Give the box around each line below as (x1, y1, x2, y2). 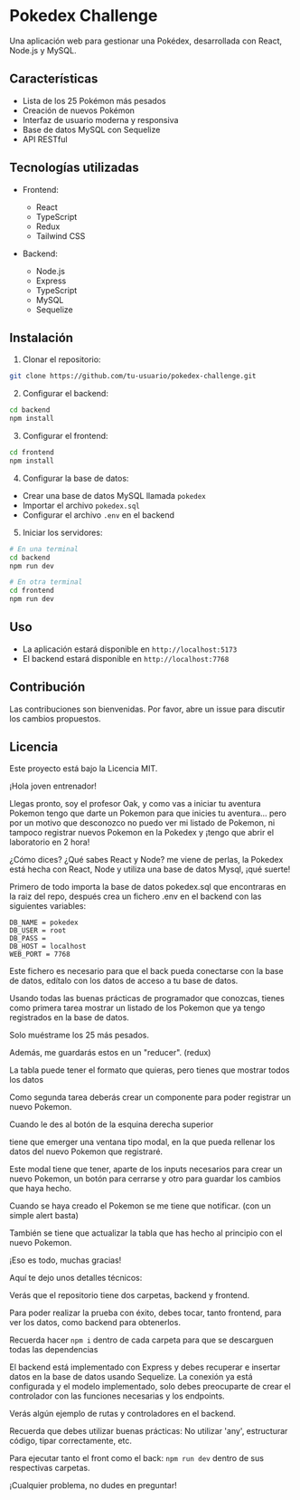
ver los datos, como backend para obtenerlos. (9, 1317, 181, 1328)
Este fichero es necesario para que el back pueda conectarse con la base (9, 966, 284, 977)
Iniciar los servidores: (22, 527, 103, 538)
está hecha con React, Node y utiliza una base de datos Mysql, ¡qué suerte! (9, 864, 291, 874)
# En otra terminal (9, 578, 83, 587)
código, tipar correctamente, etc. (9, 1436, 133, 1447)
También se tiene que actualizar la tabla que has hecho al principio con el (9, 1228, 283, 1238)
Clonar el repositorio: (22, 354, 101, 365)
